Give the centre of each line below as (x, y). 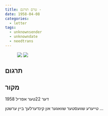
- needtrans (22, 41)
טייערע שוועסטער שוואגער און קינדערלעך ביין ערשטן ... (54, 108)
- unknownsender (26, 32)
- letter (18, 23)
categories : (17, 18)
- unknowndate (23, 37)
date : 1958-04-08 (23, 14)
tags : (10, 28)
